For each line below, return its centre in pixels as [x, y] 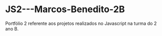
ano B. [12, 28]
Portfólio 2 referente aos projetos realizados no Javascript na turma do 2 [81, 23]
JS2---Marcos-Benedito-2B [65, 9]
